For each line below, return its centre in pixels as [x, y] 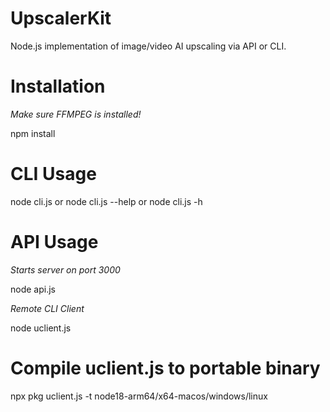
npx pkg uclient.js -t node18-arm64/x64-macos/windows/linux [139, 396]
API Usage [54, 242]
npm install [33, 133]
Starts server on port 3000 [65, 269]
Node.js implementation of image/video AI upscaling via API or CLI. [148, 46]
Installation [58, 86]
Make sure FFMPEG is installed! [76, 114]
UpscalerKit [61, 18]
